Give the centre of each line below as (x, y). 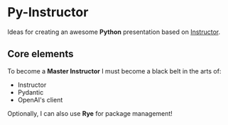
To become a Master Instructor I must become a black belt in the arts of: (114, 71)
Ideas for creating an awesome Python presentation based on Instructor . (114, 32)
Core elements (40, 54)
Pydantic (31, 92)
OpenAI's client (40, 100)
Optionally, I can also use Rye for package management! (90, 113)
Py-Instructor (48, 12)
